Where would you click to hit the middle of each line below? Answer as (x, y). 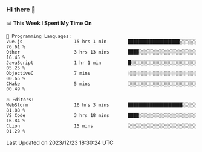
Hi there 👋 (21, 10)
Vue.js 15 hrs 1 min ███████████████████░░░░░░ (101, 42)
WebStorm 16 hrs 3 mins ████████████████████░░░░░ (101, 105)
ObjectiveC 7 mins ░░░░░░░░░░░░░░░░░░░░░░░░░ (101, 74)
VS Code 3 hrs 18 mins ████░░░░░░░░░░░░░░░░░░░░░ (101, 116)
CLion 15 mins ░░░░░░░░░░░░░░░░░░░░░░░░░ (101, 126)
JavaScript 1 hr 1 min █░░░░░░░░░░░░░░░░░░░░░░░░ (101, 63)
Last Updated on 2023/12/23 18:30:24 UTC (60, 143)
